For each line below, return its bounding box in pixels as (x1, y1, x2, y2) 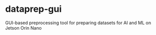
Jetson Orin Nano (5, 25, 42, 31)
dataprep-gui (5, 3, 62, 15)
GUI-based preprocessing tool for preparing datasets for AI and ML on (5, 20, 151, 26)
